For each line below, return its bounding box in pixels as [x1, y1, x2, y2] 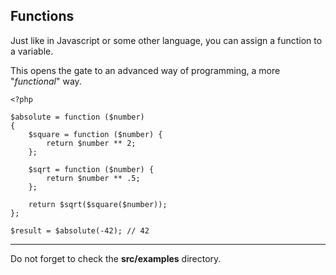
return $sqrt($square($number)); [28, 199, 168, 209]
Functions [10, 8, 75, 25]
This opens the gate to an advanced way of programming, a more [10, 64, 281, 76]
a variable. [10, 45, 54, 57]
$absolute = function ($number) [10, 112, 145, 122]
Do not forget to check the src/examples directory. [10, 252, 222, 264]
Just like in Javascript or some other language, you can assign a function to [10, 34, 323, 46]
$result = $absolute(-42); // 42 [10, 225, 150, 236]
